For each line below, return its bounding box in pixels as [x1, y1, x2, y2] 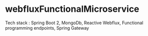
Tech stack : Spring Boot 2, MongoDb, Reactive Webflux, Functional [5, 20, 144, 26]
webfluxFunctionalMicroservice [5, 3, 140, 15]
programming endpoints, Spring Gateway [5, 25, 89, 31]
